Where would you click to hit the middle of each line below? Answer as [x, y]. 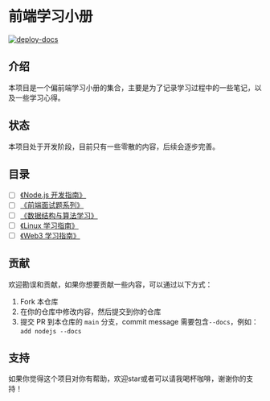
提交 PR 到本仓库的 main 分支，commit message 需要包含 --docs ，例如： [139, 321]
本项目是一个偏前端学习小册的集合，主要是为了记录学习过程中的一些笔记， [131, 87]
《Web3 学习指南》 [50, 235]
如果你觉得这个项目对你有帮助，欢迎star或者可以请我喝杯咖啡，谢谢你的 [127, 378]
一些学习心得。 [40, 97]
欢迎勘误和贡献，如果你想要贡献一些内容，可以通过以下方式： [110, 284]
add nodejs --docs [51, 331]
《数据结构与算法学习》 [59, 215]
